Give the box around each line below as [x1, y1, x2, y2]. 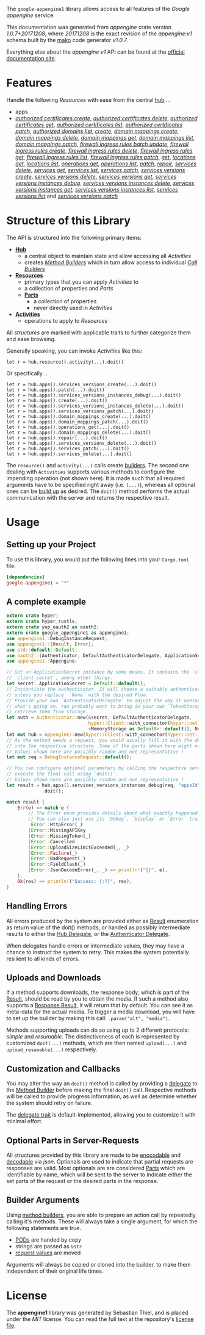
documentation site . [6, 55, 57, 62]
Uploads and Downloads [6, 973, 101, 983]
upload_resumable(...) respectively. [6, 1046, 98, 1053]
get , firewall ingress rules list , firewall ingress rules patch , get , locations [15, 153, 196, 160]
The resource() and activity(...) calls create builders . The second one [6, 461, 189, 469]
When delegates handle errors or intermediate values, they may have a [6, 942, 185, 949]
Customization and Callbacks [6, 1063, 121, 1074]
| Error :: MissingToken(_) [28, 833, 92, 839]
